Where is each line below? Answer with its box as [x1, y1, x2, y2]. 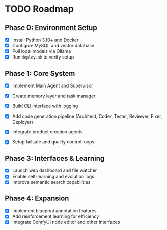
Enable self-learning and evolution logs [12, 174, 95, 180]
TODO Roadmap [5, 3, 74, 15]
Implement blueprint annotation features [12, 208, 97, 214]
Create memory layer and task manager [12, 93, 96, 99]
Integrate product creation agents [12, 129, 83, 135]
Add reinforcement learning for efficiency [12, 213, 99, 219]
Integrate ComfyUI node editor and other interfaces [12, 219, 120, 225]
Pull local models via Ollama [12, 48, 71, 54]
